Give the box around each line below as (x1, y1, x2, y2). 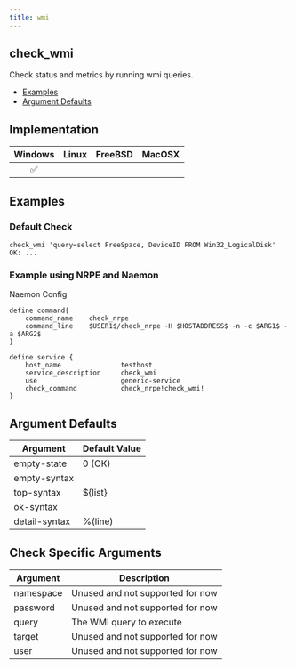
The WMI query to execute (70, 616, 182, 628)
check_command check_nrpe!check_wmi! (25, 384, 204, 393)
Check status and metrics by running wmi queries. (9, 69, 194, 80)
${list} (82, 487, 108, 499)
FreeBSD (95, 149, 133, 161)
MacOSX (141, 149, 180, 161)
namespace (13, 586, 63, 599)
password (13, 601, 55, 614)
